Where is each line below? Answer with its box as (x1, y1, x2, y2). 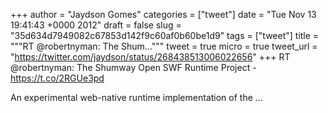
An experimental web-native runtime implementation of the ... (10, 92, 263, 103)
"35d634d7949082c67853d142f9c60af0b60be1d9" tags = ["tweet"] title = (10, 30, 320, 41)
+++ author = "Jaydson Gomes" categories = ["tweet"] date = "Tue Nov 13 (10, 9, 317, 20)
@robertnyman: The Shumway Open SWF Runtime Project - (10, 62, 257, 73)
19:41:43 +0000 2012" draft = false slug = (10, 19, 182, 31)
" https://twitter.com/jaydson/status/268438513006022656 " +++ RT (10, 51, 291, 63)
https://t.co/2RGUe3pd (10, 72, 105, 84)
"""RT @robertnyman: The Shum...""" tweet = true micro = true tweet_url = (10, 40, 318, 52)
